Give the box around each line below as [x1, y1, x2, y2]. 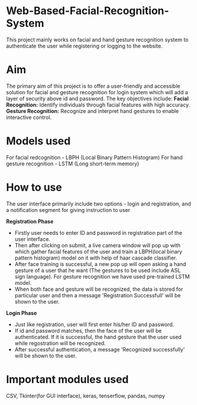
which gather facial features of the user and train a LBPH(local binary [14, 248, 182, 255]
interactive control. [6, 114, 52, 121]
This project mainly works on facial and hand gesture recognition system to [6, 36, 189, 43]
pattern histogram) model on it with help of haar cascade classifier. [14, 254, 178, 261]
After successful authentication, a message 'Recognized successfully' [14, 346, 185, 353]
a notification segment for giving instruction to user [6, 206, 131, 213]
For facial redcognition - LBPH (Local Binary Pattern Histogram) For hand [6, 154, 183, 161]
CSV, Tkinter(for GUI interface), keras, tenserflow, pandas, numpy [6, 392, 166, 399]
